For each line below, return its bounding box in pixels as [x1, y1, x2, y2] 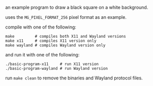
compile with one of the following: [5, 24, 76, 30]
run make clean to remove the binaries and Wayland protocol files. [5, 75, 143, 81]
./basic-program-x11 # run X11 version [5, 62, 99, 67]
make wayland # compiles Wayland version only [5, 43, 106, 48]
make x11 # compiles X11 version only [5, 38, 97, 43]
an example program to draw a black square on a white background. [5, 5, 148, 10]
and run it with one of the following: [5, 52, 80, 58]
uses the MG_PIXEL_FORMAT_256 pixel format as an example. [5, 14, 127, 20]
